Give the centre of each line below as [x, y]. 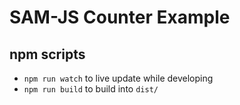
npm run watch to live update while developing [118, 78]
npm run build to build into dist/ [91, 89]
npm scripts [47, 54]
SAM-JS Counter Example [120, 17]
